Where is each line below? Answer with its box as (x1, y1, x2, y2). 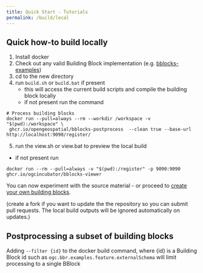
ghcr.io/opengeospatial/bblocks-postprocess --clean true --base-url (9, 126, 191, 133)
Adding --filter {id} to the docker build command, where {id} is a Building (6, 247, 198, 255)
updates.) (6, 213, 30, 221)
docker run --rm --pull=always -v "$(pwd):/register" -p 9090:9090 (6, 166, 181, 172)
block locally (24, 92, 57, 99)
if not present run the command (24, 99, 104, 106)
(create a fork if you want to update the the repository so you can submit (6, 200, 188, 208)
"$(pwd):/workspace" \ (6, 121, 64, 127)
